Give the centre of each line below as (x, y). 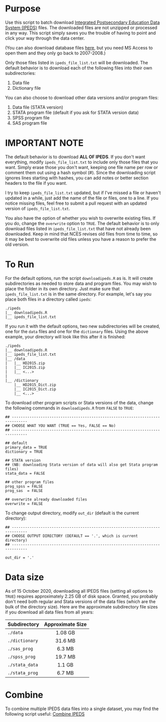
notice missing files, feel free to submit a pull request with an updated (76, 203)
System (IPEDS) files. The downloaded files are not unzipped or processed (81, 27)
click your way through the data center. (45, 38)
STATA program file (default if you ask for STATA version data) (76, 112)
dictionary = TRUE (24, 451)
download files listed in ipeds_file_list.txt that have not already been (78, 228)
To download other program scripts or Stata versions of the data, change (79, 402)
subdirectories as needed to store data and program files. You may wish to (81, 283)
